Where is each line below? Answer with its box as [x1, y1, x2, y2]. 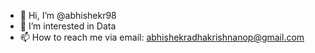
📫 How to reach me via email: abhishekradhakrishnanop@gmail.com [19, 31, 305, 43]
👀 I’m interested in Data [19, 20, 117, 32]
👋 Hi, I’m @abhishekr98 [19, 10, 117, 21]
